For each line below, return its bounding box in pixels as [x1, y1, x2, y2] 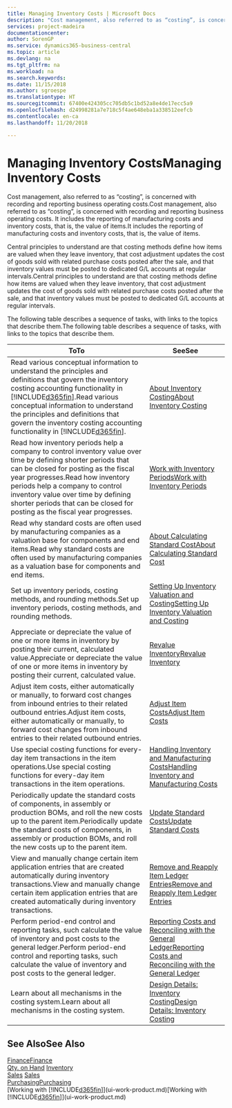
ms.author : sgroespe [7, 87, 67, 94]
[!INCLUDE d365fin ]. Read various [10, 392, 119, 402]
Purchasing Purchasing [7, 1078, 72, 1087]
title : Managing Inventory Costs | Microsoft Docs [7, 10, 156, 17]
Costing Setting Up [149, 599, 209, 608]
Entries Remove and [149, 879, 213, 889]
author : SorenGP [7, 36, 54, 43]
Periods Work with [149, 473, 207, 482]
